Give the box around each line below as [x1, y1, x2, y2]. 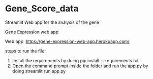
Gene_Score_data [5, 3, 79, 14]
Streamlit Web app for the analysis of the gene [5, 19, 99, 25]
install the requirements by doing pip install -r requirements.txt [12, 57, 139, 63]
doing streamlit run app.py [12, 68, 66, 74]
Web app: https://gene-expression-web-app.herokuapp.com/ [5, 38, 130, 44]
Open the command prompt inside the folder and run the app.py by [12, 63, 149, 69]
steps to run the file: [5, 48, 46, 54]
